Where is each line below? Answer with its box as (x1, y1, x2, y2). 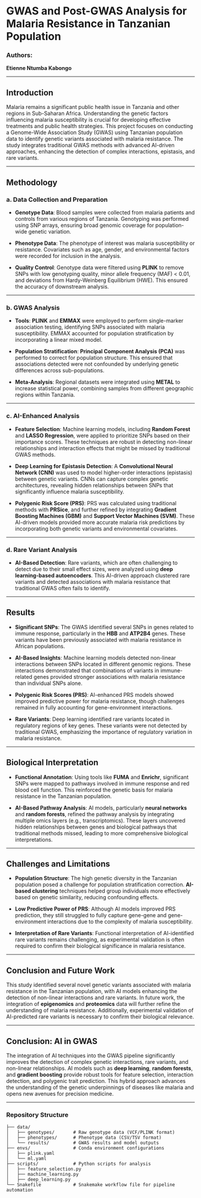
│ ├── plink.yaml (6, 1151, 55, 1157)
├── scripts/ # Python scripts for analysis (6, 1161, 151, 1167)
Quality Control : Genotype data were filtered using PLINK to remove (14, 263, 184, 271)
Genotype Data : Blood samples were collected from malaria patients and (14, 208, 195, 216)
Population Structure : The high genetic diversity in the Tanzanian (14, 875, 178, 882)
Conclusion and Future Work (6, 965, 115, 975)
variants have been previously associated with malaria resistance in (14, 636, 181, 643)
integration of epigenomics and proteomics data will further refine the (6, 1000, 181, 1008)
